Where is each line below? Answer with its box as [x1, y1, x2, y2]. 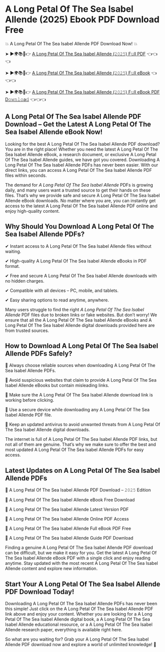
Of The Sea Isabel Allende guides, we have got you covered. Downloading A [5, 157, 160, 163]
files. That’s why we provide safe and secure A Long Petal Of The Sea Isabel [5, 192, 160, 198]
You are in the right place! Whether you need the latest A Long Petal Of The [5, 146, 159, 152]
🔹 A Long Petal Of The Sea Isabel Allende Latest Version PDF [5, 506, 129, 513]
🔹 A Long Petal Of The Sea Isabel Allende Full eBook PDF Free [5, 525, 132, 531]
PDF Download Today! [5, 587, 74, 596]
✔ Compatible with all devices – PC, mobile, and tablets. [5, 287, 119, 293]
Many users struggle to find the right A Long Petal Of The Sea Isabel [5, 306, 144, 312]
